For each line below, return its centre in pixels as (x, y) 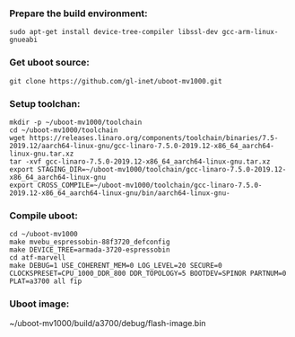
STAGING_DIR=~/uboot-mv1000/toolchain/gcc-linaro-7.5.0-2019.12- (162, 169)
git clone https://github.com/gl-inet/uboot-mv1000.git (116, 81)
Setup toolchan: (45, 103)
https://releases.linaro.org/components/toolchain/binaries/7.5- (154, 137)
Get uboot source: (49, 63)
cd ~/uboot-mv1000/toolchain (64, 130)
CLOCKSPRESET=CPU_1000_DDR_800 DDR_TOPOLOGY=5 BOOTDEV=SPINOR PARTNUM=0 (148, 274)
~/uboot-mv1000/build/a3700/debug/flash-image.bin (108, 324)
